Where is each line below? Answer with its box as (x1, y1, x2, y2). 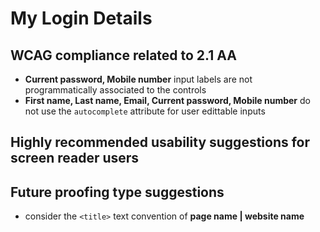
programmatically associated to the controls (24, 84, 207, 96)
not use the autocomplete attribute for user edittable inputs (24, 105, 266, 117)
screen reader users (10, 150, 140, 167)
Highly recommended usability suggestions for (10, 134, 311, 151)
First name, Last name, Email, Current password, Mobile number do (24, 95, 311, 106)
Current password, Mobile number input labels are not (24, 73, 253, 85)
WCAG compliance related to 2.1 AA (10, 47, 237, 64)
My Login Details (10, 7, 153, 30)
